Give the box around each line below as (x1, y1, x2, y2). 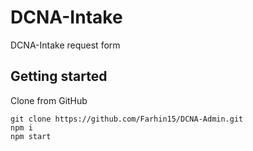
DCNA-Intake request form (10, 39, 121, 51)
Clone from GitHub (10, 94, 88, 106)
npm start (10, 131, 52, 141)
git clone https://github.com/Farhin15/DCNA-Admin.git (10, 114, 244, 124)
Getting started (10, 68, 108, 85)
